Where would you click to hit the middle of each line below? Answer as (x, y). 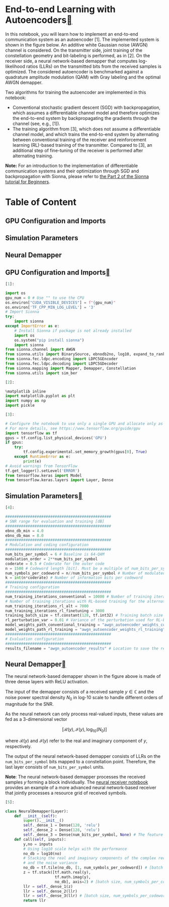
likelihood (15, 66)
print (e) (32, 461)
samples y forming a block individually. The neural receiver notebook (77, 782)
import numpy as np (26, 401)
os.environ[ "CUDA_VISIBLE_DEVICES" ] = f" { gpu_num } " (60, 303)
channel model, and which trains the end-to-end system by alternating (86, 134)
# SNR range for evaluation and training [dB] (55, 521)
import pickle (20, 406)
